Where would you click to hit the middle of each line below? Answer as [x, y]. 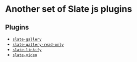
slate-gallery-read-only [38, 45]
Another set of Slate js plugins [69, 9]
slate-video [25, 55]
